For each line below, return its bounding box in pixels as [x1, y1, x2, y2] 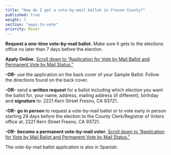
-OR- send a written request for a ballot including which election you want [5, 87, 163, 93]
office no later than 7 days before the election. [5, 46, 103, 52]
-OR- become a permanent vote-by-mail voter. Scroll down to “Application [5, 129, 165, 135]
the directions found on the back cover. [5, 77, 89, 83]
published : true [5, 12, 40, 17]
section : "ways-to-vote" [5, 22, 58, 27]
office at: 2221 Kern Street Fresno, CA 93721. [5, 119, 100, 125]
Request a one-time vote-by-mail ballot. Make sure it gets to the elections [5, 41, 164, 47]
